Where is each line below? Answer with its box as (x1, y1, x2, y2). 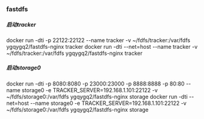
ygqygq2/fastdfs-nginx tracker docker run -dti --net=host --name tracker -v (6, 43, 198, 50)
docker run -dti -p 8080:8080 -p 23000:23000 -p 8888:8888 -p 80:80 (6, 80, 185, 87)
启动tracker (6, 21, 37, 28)
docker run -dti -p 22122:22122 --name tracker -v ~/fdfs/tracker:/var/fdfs (6, 36, 191, 44)
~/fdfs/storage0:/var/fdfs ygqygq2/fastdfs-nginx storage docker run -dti (6, 93, 188, 100)
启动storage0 (6, 64, 41, 71)
